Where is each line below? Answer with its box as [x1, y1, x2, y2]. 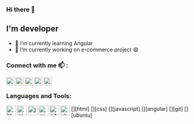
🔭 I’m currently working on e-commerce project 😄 [14, 46, 139, 53]
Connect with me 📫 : [6, 61, 69, 69]
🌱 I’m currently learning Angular [14, 39, 94, 46]
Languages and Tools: [6, 92, 72, 100]
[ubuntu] [71, 111, 93, 119]
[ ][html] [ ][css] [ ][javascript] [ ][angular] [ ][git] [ [71, 106, 187, 113]
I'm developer [6, 24, 59, 34]
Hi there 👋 [6, 5, 36, 14]
